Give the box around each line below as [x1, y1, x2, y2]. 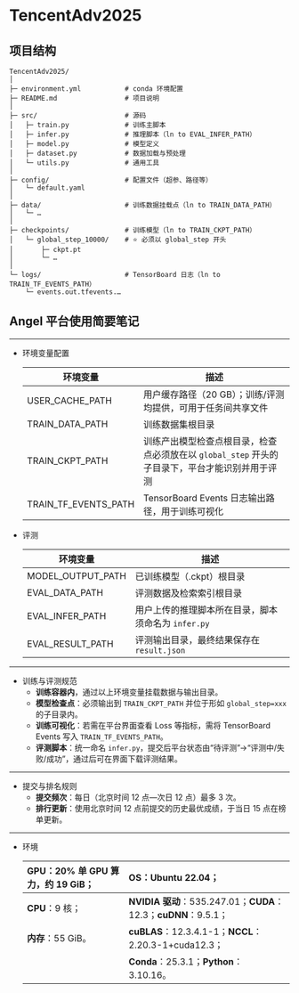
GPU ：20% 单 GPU [26, 865, 109, 877]
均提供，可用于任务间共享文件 [142, 402, 269, 414]
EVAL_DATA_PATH [26, 586, 104, 598]
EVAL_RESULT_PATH [26, 638, 114, 650]
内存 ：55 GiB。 [26, 932, 92, 944]
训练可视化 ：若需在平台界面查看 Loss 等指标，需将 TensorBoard [35, 720, 271, 730]
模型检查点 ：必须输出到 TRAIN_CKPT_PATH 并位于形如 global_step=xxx [35, 697, 287, 708]
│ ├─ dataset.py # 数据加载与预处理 [9, 149, 187, 158]
